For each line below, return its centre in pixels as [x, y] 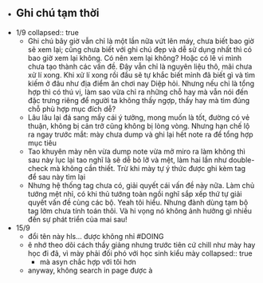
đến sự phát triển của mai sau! [77, 219]
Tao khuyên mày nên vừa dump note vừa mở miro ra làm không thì [136, 151]
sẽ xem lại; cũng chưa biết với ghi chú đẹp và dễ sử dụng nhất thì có [140, 49]
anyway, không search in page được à [90, 270]
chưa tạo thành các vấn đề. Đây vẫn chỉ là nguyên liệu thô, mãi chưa [140, 66]
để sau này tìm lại [57, 177]
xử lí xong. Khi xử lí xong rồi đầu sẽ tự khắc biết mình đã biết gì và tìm [141, 74]
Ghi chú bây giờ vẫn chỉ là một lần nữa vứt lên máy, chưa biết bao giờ [141, 41]
